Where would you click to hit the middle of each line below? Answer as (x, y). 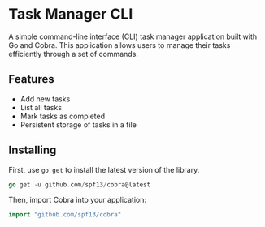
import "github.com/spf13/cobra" (65, 215)
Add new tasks (45, 99)
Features (31, 79)
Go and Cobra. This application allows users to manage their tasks (119, 45)
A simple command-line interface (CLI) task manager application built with (133, 36)
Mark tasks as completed (63, 116)
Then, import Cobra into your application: (77, 200)
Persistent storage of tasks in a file (78, 124)
